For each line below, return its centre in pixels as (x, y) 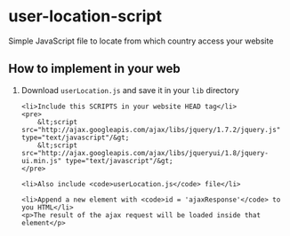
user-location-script (85, 16)
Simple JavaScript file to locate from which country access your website (141, 41)
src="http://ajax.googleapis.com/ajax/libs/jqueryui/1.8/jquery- (145, 153)
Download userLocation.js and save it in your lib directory (130, 90)
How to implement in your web (94, 69)
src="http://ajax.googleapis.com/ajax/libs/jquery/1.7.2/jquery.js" (151, 130)
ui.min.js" (41, 161)
